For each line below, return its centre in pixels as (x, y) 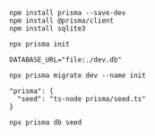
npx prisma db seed (46, 123)
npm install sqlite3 (48, 29)
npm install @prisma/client (62, 21)
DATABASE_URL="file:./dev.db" (66, 60)
